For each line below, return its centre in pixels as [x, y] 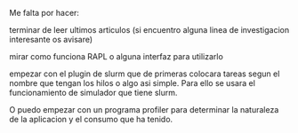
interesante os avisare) [51, 39]
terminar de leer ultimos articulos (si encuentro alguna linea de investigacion [149, 30]
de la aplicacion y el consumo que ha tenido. [91, 119]
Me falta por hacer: [44, 13]
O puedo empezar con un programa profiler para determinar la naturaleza [144, 110]
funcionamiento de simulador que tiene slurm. [93, 93]
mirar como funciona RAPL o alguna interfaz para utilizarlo [117, 56]
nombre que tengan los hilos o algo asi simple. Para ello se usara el [133, 83]
